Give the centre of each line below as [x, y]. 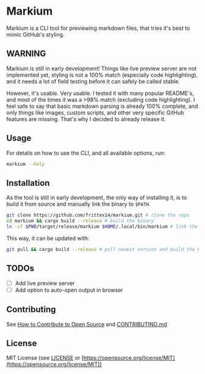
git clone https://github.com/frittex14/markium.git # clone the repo [98, 215]
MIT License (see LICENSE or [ [45, 358]
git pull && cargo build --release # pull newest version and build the [101, 249]
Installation [28, 183]
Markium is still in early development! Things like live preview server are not [102, 68]
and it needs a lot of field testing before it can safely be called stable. [93, 81]
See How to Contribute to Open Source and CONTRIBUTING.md [87, 324]
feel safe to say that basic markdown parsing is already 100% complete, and [102, 106]
